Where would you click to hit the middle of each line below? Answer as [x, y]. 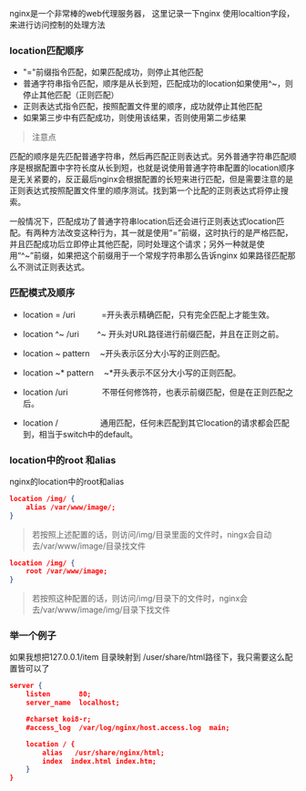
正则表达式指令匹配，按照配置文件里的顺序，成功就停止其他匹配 [142, 107]
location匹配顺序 [46, 50]
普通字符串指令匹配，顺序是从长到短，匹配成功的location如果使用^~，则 [158, 84]
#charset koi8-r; [59, 719]
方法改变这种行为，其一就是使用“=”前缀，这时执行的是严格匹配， [171, 233]
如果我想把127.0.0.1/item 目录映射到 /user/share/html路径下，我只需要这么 [147, 657]
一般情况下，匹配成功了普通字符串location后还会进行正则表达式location [143, 221]
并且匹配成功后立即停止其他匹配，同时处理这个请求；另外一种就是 [133, 244]
